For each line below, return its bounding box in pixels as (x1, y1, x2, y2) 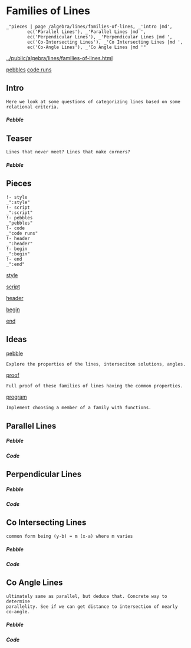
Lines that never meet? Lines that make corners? (6, 149, 131, 155)
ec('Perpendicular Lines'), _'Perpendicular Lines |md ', (27, 34, 173, 40)
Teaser (6, 133, 32, 143)
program (6, 393, 27, 400)
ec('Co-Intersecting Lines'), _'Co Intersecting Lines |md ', (27, 39, 183, 45)
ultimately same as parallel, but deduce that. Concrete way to (6, 593, 167, 599)
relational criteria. (6, 104, 60, 110)
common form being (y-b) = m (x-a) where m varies (6, 533, 133, 539)
